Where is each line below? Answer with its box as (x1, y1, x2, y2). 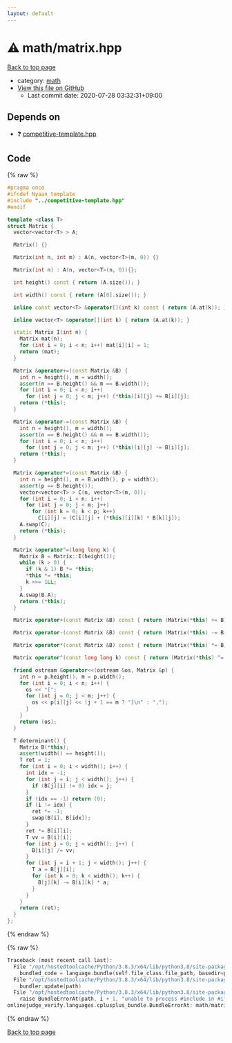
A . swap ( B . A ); (19, 591, 57, 598)
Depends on (7, 111, 61, 123)
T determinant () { (13, 737, 67, 745)
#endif (7, 204, 26, 211)
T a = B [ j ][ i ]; (32, 866, 76, 873)
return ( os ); (19, 718, 57, 725)
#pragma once (7, 184, 45, 191)
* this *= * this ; (25, 572, 72, 579)
